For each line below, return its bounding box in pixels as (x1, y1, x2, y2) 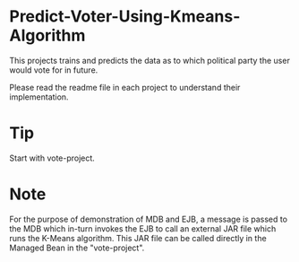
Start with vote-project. (9, 153, 96, 163)
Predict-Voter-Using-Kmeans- (9, 6, 241, 27)
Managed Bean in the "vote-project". (9, 242, 145, 253)
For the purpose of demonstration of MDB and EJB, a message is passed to (9, 214, 288, 224)
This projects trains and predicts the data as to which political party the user (9, 55, 291, 65)
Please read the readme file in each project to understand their (9, 82, 241, 92)
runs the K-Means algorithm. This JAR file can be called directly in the (9, 232, 267, 243)
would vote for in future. (9, 65, 98, 75)
